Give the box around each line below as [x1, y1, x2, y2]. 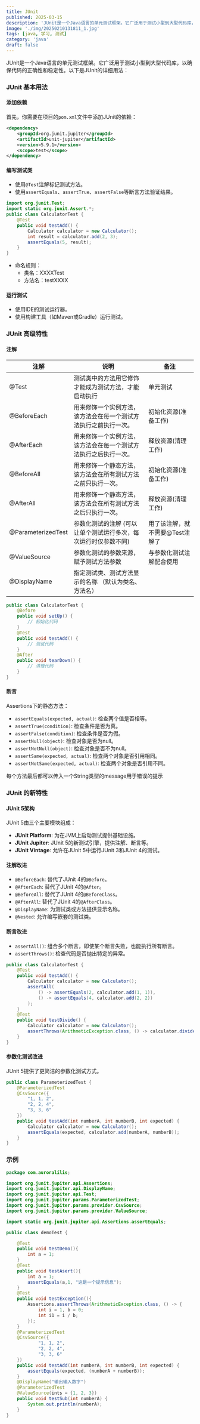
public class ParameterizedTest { [6, 1079, 92, 1085]
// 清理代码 [27, 663, 54, 669]
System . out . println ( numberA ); [27, 1401, 102, 1407]
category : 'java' [6, 36, 49, 42]
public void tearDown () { [17, 658, 82, 664]
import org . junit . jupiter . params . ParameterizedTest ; [6, 1197, 140, 1203]
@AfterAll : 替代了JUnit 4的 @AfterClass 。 [14, 898, 115, 905]
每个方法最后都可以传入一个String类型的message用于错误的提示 [6, 772, 164, 779]
